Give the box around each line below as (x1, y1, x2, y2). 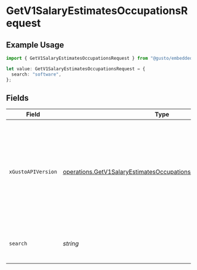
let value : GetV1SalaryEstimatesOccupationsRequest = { (6, 66, 145, 71)
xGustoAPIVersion (9, 169, 57, 175)
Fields (6, 93, 29, 103)
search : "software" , (11, 71, 62, 77)
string (62, 240, 79, 248)
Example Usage (6, 40, 64, 50)
